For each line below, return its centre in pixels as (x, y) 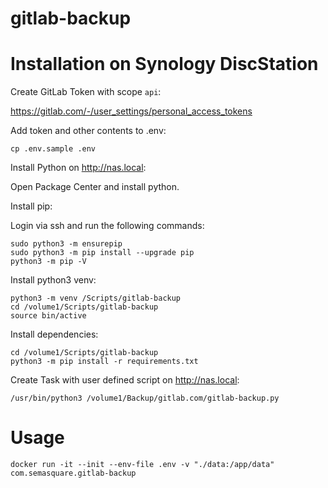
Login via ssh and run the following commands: (107, 226)
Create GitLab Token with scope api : (86, 92)
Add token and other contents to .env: (88, 131)
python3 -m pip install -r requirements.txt (104, 362)
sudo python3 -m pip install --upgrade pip (102, 253)
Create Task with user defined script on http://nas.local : (125, 380)
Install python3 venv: (53, 280)
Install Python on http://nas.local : (78, 168)
